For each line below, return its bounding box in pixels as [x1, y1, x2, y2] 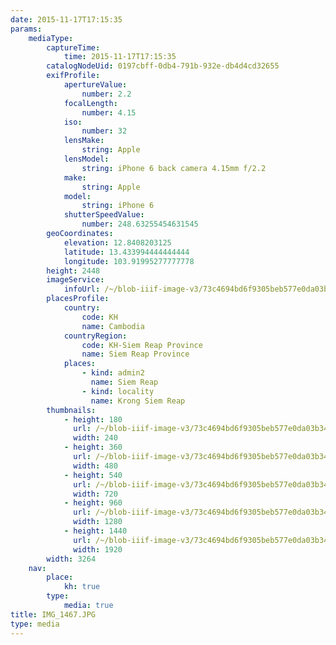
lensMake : [63, 136, 105, 146]
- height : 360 [63, 442, 123, 453]
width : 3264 [46, 554, 97, 564]
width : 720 [73, 489, 118, 499]
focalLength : [63, 98, 118, 108]
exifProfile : [46, 71, 101, 81]
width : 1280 [73, 517, 123, 527]
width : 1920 [73, 544, 123, 555]
